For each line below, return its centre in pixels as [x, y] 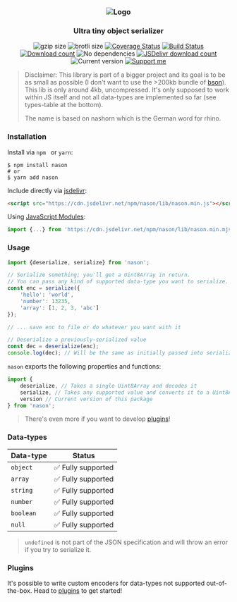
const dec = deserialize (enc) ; [53, 346]
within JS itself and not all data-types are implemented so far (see [120, 97]
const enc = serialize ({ [44, 288]
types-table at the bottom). [64, 105]
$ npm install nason [38, 165]
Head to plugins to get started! [78, 591]
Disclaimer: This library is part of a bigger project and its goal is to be [125, 75]
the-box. [20, 591]
